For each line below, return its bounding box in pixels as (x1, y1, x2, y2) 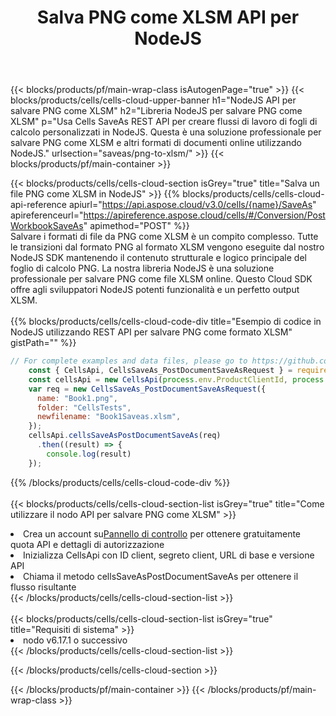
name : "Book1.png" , (36, 393, 118, 403)
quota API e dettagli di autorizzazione (10, 538, 165, 550)
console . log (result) (46, 449, 132, 459)
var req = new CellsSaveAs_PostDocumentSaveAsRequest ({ (28, 384, 267, 394)
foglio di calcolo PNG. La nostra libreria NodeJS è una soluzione (10, 262, 275, 275)
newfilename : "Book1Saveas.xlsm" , (36, 412, 182, 422)
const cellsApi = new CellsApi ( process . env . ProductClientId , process (28, 374, 325, 385)
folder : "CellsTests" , (36, 402, 132, 413)
